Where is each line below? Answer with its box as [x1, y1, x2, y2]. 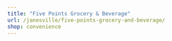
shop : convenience [7, 23, 61, 30]
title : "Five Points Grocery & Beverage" [7, 10, 131, 17]
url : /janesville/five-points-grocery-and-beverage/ [7, 17, 166, 24]
